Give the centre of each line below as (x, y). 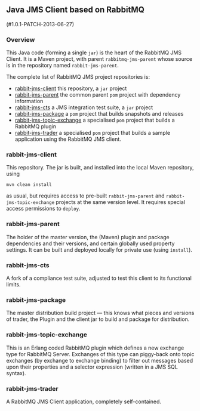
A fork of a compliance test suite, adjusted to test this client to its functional (99, 278)
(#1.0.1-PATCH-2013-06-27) (40, 24)
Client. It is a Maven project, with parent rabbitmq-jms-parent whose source (99, 59)
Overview (21, 39)
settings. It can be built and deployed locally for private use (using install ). (99, 249)
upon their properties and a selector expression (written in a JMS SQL (92, 367)
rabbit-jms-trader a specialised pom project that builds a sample (93, 133)
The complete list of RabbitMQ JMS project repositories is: (78, 77)
